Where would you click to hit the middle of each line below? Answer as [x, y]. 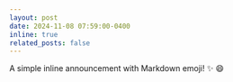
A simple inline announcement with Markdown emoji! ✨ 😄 [117, 68]
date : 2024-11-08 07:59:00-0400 [70, 26]
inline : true [34, 34]
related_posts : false [50, 43]
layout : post [34, 18]
